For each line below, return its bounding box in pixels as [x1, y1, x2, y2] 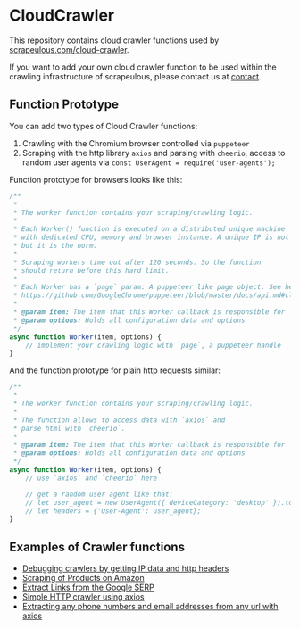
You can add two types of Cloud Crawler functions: [9, 120, 198, 131]
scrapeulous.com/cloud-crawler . [9, 44, 129, 54]
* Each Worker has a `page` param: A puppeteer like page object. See [12, 283, 281, 292]
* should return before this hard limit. [12, 266, 170, 275]
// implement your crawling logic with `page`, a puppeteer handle [25, 341, 281, 350]
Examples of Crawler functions [9, 539, 186, 554]
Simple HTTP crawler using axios [21, 592, 145, 602]
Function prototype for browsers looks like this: [9, 174, 183, 185]
